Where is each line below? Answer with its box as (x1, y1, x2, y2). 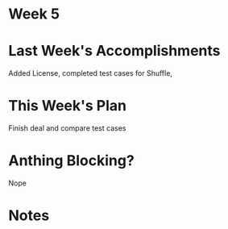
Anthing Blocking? (8, 152, 135, 170)
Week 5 (8, 5, 60, 23)
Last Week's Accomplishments (8, 42, 221, 60)
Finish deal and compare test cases (8, 123, 126, 133)
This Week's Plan (8, 97, 127, 115)
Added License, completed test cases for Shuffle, (8, 69, 173, 78)
